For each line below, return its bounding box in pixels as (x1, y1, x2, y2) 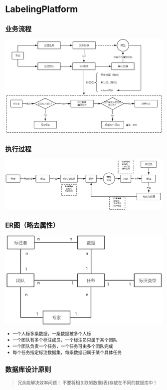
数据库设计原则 (5, 366, 51, 374)
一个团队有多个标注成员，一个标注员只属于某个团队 (12, 337, 118, 343)
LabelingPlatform (5, 3, 78, 15)
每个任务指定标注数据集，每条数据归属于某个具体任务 (12, 350, 122, 356)
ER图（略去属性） (5, 221, 60, 230)
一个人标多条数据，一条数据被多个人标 (12, 331, 91, 337)
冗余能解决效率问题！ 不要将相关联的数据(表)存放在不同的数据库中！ (17, 380, 158, 386)
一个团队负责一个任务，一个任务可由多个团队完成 (12, 343, 113, 349)
